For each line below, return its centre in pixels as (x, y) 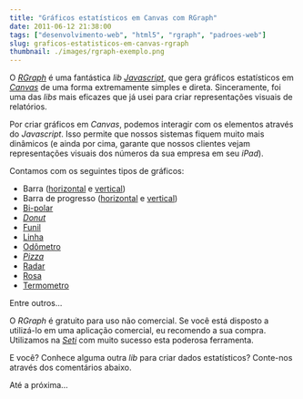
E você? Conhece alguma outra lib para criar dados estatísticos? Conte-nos (151, 358)
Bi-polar (38, 208)
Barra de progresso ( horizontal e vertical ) (100, 199)
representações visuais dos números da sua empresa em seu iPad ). (136, 153)
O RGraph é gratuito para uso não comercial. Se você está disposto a (139, 321)
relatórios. (28, 107)
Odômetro (41, 247)
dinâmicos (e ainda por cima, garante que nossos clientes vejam (130, 144)
